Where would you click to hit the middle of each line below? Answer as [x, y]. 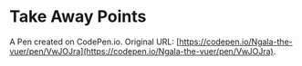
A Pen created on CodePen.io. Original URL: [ [94, 42]
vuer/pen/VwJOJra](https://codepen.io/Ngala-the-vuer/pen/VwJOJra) [141, 51]
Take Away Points [78, 17]
